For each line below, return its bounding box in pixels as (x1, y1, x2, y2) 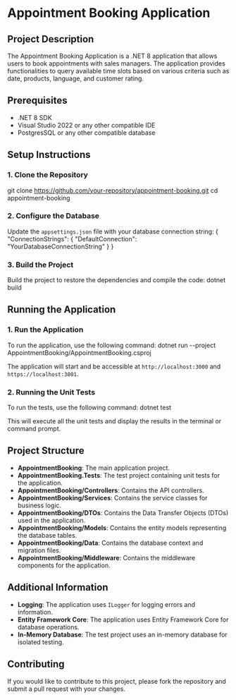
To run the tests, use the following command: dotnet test (7, 404, 171, 412)
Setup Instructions (7, 149, 91, 161)
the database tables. (17, 531, 77, 539)
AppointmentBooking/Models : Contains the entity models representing (17, 524, 227, 532)
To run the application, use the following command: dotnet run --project (7, 341, 216, 349)
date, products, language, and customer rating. (7, 74, 144, 83)
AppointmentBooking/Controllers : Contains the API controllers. (17, 485, 204, 495)
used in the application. (17, 516, 86, 524)
